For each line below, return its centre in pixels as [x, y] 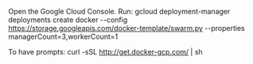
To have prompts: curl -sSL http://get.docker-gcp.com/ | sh [105, 52]
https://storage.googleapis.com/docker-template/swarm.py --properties [127, 28]
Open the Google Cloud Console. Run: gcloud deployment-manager [119, 11]
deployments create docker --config [68, 20]
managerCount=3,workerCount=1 [63, 36]
